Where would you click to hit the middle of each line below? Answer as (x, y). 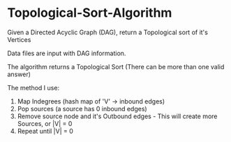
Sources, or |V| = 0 (45, 123)
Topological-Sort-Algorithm (90, 13)
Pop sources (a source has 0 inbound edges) (82, 108)
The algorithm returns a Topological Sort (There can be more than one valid (116, 66)
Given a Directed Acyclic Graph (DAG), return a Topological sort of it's (107, 32)
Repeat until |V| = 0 (45, 131)
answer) (19, 74)
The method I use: (33, 87)
